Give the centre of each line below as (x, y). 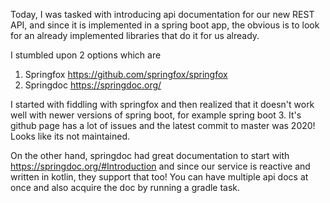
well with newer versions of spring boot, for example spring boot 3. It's (156, 115)
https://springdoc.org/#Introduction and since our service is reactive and (160, 166)
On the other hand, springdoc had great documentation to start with (150, 155)
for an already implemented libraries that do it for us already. (135, 35)
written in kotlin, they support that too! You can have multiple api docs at (159, 177)
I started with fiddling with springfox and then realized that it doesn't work (162, 104)
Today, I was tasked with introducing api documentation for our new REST (162, 14)
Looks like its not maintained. (70, 136)
